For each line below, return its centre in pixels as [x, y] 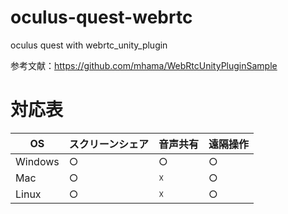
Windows [37, 161]
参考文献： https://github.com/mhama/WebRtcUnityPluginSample [144, 65]
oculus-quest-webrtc [101, 17]
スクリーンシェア [108, 144]
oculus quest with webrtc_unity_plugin [89, 45]
